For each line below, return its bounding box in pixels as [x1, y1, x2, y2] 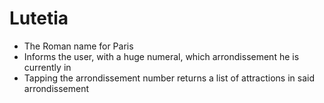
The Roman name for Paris [23, 40, 134, 52]
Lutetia [9, 7, 69, 30]
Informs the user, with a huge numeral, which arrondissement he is [23, 50, 300, 62]
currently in [23, 61, 72, 73]
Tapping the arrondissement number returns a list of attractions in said [23, 72, 315, 84]
